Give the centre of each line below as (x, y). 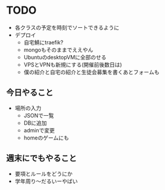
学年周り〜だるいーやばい (46, 181)
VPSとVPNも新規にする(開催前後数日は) (73, 64)
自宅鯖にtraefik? (43, 42)
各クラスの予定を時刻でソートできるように (67, 27)
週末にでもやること (41, 158)
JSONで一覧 (39, 115)
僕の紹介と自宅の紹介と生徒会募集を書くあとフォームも (91, 72)
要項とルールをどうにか (43, 173)
